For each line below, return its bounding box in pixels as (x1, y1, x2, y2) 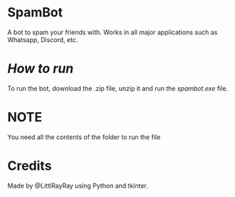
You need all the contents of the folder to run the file (7, 133, 161, 141)
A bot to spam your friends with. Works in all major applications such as (7, 28, 218, 36)
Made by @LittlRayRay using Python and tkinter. (7, 181, 148, 190)
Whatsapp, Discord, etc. (7, 35, 78, 44)
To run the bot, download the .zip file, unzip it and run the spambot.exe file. (7, 84, 229, 93)
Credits (7, 158, 52, 173)
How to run (7, 61, 74, 77)
